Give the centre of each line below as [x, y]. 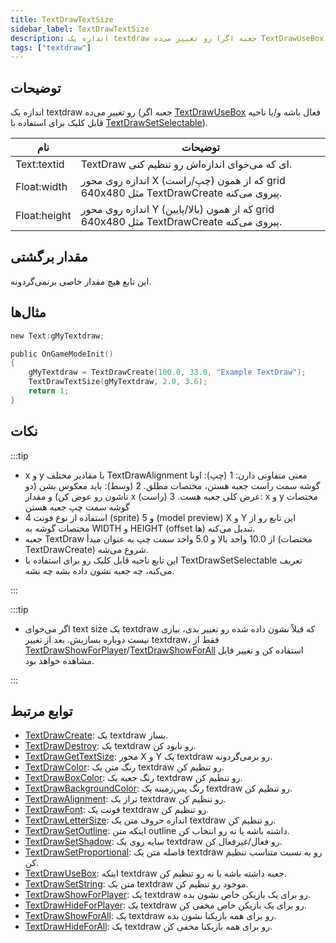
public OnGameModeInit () [62, 354]
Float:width [41, 187]
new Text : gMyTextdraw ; [57, 336]
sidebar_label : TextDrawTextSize [80, 29]
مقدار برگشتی [49, 257]
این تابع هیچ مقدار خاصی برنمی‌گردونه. [81, 281]
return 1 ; [49, 391]
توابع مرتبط [41, 711]
